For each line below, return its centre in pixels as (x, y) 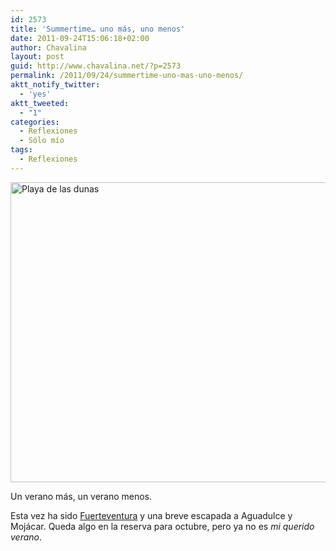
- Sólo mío (42, 141)
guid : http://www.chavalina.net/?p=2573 (96, 66)
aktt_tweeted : (40, 103)
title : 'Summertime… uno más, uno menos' (98, 29)
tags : (21, 150)
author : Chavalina (48, 47)
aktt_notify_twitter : (55, 85)
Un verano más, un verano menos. (81, 496)
